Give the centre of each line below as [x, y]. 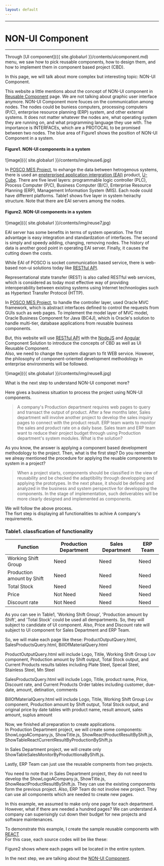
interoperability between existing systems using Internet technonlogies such [82, 287]
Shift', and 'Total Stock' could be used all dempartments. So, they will [75, 620]
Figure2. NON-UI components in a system [48, 212]
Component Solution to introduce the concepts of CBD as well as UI [73, 343]
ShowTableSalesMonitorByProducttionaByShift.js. [55, 755]
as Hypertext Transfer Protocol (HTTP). [45, 293]
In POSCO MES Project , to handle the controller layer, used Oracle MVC [77, 302]
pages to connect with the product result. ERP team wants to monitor [86, 422]
